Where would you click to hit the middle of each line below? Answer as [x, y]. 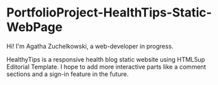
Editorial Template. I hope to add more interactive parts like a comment [106, 66]
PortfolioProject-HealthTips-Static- [109, 13]
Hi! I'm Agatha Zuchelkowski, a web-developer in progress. [90, 46]
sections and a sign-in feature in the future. [68, 74]
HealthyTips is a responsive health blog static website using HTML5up [106, 59]
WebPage [35, 27]
